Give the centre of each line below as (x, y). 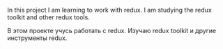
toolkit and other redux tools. (49, 17)
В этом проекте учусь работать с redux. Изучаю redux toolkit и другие (112, 31)
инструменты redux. (37, 38)
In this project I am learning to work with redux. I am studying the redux (110, 10)
